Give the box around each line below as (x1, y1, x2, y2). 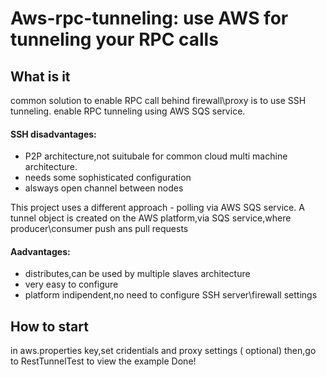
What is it (10, 68, 71, 85)
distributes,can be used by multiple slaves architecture (24, 268, 251, 280)
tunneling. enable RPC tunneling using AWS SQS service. (10, 105, 246, 117)
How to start (10, 318, 89, 335)
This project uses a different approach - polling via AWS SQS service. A (10, 202, 305, 214)
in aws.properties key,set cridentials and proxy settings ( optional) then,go (10, 345, 317, 357)
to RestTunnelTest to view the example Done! (10, 355, 197, 367)
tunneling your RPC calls (10, 28, 219, 51)
